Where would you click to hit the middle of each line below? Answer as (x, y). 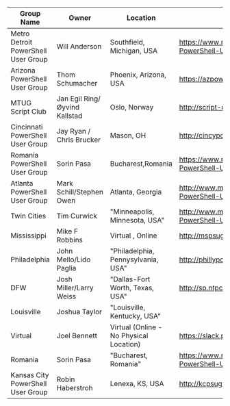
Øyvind (68, 107)
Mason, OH (128, 135)
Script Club (28, 111)
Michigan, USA (134, 51)
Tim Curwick (77, 216)
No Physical (129, 336)
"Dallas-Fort (130, 279)
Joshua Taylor (79, 312)
